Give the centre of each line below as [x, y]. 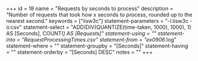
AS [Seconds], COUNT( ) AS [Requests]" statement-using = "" [81, 33]
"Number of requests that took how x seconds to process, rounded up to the [99, 15]
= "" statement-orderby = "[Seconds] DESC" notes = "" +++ [79, 52]
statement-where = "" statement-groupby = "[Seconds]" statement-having [97, 46]
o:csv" [14, 27]
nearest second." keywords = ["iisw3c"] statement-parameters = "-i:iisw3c [97, 21]
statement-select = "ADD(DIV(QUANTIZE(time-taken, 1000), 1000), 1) [107, 27]
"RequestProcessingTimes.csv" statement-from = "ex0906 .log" [99, 40]
